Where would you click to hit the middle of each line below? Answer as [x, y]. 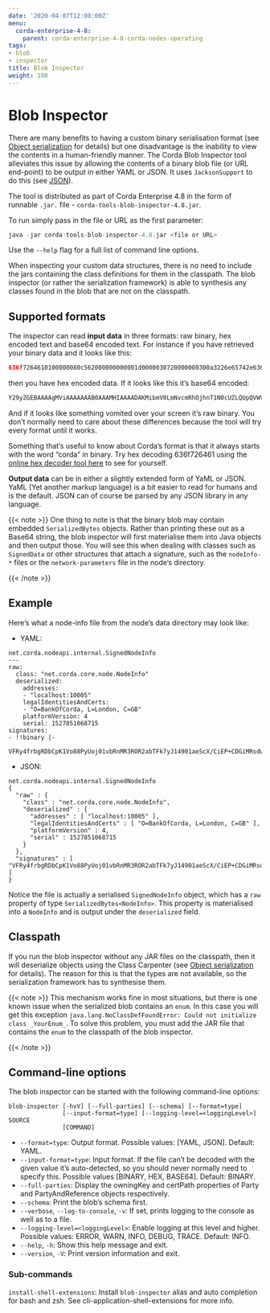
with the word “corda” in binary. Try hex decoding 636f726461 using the [128, 454]
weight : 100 [28, 76]
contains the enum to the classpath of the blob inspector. [101, 1032]
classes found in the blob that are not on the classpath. [99, 291]
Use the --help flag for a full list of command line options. [104, 250]
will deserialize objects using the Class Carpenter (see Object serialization [131, 965]
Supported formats [57, 316]
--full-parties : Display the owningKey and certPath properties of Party [139, 1185]
